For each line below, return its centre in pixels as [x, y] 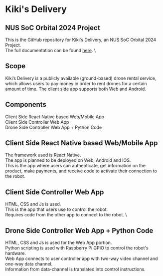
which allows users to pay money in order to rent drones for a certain [76, 83]
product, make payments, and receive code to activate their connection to [81, 171]
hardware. [16, 253]
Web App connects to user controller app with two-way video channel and [81, 258]
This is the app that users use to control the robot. [57, 209]
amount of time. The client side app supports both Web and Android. [76, 89]
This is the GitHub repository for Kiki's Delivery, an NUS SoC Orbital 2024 [81, 40]
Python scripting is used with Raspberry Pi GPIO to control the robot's [77, 248]
